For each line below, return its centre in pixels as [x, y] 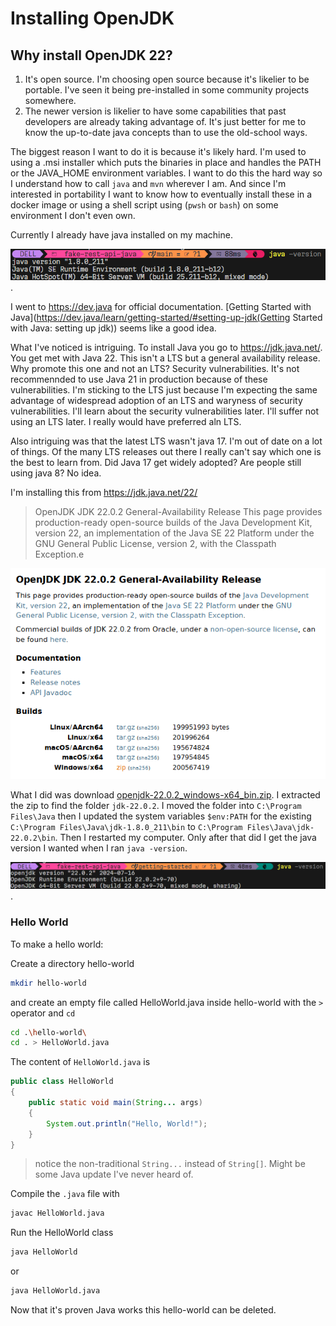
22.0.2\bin [33, 838]
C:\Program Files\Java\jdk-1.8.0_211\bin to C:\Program [126, 827]
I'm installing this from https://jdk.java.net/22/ [104, 492]
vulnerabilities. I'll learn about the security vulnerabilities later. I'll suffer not [165, 411]
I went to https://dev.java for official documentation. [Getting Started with [161, 306]
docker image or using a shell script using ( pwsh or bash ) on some [144, 205]
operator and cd [43, 1013]
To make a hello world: [57, 944]
